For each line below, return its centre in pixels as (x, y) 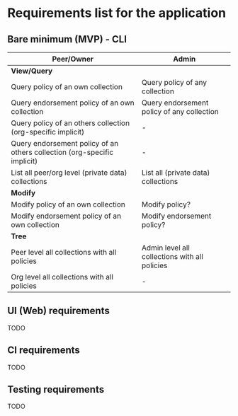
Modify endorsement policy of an (66, 216)
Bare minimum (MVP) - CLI (67, 39)
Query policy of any (174, 82)
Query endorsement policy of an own (73, 103)
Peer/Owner (73, 59)
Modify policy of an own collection (68, 204)
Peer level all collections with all (64, 252)
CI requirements (44, 351)
